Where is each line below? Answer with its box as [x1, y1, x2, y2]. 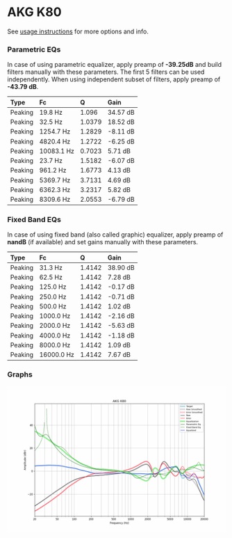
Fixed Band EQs [7, 214, 61, 224]
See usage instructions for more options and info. [7, 27, 149, 35]
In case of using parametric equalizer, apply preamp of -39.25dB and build [7, 61, 222, 69]
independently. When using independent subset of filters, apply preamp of [7, 75, 221, 84]
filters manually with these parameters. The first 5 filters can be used [7, 68, 205, 77]
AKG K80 [7, 4, 62, 20]
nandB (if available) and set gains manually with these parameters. [7, 238, 199, 246]
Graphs [7, 370, 33, 379]
